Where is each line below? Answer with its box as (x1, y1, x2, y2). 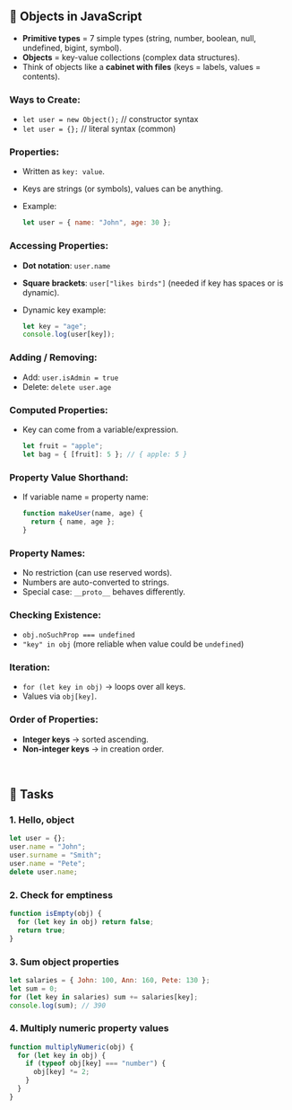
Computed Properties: (9, 403, 109, 416)
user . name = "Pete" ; (9, 859, 87, 868)
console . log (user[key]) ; (21, 330, 116, 339)
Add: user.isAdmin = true (21, 372, 119, 383)
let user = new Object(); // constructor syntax (21, 114, 199, 125)
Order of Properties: (9, 713, 99, 726)
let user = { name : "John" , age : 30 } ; (21, 218, 172, 227)
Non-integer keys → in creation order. (21, 743, 164, 754)
